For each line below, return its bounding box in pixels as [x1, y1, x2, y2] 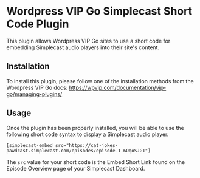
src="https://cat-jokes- [55, 142, 119, 148]
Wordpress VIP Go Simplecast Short [6, 4, 193, 18]
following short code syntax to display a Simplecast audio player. [6, 131, 169, 138]
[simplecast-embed [6, 142, 53, 148]
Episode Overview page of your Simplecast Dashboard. [6, 165, 145, 172]
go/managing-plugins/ [6, 90, 63, 98]
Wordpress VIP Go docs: [6, 84, 68, 91]
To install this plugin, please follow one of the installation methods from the [6, 77, 195, 84]
